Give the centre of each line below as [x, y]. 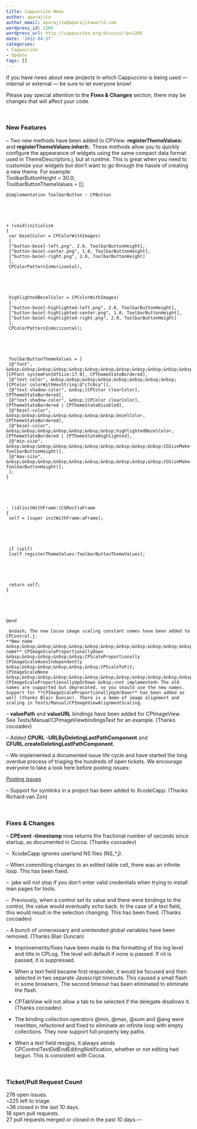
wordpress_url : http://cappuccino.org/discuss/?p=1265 [74, 33]
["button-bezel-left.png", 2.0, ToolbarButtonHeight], [77, 246]
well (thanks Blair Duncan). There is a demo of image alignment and [93, 698]
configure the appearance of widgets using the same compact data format [96, 152]
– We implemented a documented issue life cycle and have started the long [97, 755]
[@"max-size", [26, 456]
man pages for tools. [31, 889]
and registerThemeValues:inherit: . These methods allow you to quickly [93, 147]
